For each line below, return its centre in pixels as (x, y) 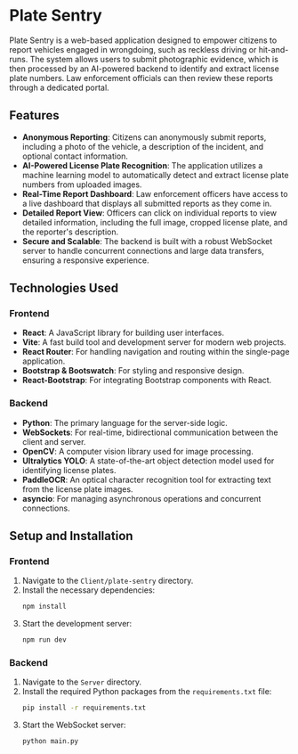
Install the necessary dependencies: (89, 590)
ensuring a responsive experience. (85, 260)
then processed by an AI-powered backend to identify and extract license (145, 69)
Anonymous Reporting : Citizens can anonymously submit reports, (144, 137)
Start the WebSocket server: (74, 725)
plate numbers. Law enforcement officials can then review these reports (141, 78)
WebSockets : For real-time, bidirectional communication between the (150, 432)
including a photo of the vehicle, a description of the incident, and (143, 146)
